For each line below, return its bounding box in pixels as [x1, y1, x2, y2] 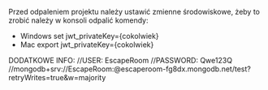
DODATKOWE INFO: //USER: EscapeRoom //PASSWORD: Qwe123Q [8, 56, 233, 65]
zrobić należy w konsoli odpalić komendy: [8, 15, 149, 25]
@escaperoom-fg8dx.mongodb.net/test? [113, 64, 252, 74]
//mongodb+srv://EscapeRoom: [8, 64, 115, 74]
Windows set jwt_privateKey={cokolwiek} [19, 32, 160, 41]
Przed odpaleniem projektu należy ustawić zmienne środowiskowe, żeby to [8, 7, 260, 16]
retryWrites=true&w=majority [8, 73, 106, 82]
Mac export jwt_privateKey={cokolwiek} [19, 40, 154, 49]
